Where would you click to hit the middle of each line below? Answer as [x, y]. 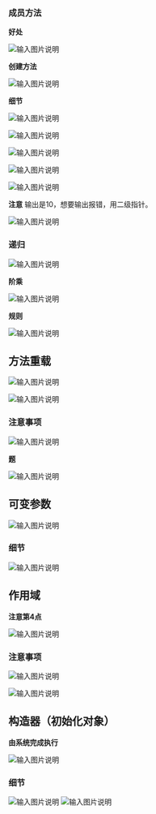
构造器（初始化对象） [61, 721]
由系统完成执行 [33, 742]
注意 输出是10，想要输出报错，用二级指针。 [80, 205]
